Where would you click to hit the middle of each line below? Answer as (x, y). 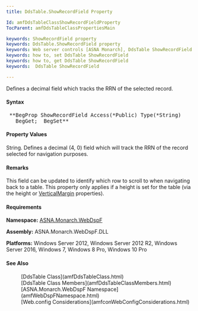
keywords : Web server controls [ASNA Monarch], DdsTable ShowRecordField (99, 50)
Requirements (24, 207)
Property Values (27, 134)
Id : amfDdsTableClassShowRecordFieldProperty (63, 22)
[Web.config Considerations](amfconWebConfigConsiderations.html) (105, 301)
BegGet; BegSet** (42, 121)
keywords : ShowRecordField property (51, 39)
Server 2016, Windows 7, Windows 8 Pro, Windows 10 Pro (76, 250)
